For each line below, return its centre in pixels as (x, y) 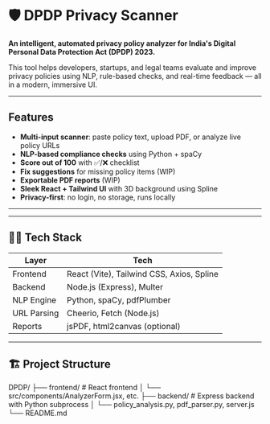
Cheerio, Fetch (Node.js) (113, 313)
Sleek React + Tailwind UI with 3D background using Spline (119, 188)
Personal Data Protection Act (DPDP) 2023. (82, 51)
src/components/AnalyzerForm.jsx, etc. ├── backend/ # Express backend (131, 396)
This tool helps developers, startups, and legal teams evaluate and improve (133, 67)
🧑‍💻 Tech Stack (45, 238)
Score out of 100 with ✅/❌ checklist (80, 163)
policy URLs (40, 145)
